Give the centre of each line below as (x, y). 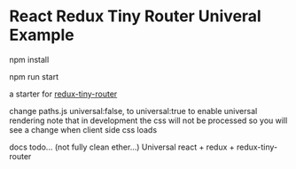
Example (42, 35)
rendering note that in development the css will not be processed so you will (148, 120)
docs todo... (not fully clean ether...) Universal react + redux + (122, 147)
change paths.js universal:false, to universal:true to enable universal (133, 111)
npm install (29, 59)
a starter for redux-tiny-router (63, 94)
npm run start (34, 76)
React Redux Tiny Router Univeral (135, 16)
